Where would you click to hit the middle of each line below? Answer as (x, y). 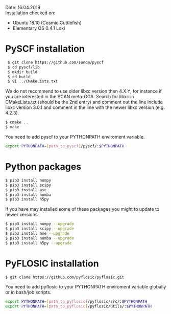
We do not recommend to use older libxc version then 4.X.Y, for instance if (84, 91)
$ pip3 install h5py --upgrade (39, 243)
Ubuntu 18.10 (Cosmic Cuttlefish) (47, 23)
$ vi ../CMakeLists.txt (33, 81)
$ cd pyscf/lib (23, 67)
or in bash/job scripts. (28, 292)
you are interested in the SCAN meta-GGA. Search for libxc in (70, 97)
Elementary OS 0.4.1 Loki (39, 28)
